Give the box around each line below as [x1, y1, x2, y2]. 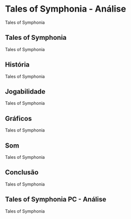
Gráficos [5, 114, 32, 122]
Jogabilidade [5, 87, 46, 96]
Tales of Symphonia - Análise [5, 3, 127, 15]
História [5, 61, 30, 69]
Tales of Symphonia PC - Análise [5, 195, 107, 203]
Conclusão [5, 168, 39, 177]
